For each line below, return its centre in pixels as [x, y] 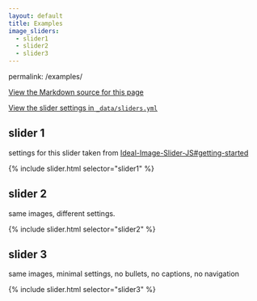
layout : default [36, 16]
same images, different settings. [62, 213]
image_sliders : [34, 31]
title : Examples [36, 23]
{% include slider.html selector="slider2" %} [82, 229]
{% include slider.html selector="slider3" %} [82, 290]
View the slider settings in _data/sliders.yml [83, 108]
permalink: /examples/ [46, 76]
